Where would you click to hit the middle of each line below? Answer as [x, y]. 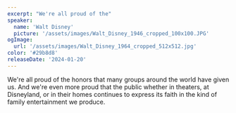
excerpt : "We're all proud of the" [60, 14]
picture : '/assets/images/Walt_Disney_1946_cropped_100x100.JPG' [112, 33]
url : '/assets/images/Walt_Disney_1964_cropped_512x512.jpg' [105, 46]
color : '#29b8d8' [33, 53]
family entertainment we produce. [56, 102]
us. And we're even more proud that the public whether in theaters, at [108, 87]
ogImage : [20, 40]
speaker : [20, 20]
